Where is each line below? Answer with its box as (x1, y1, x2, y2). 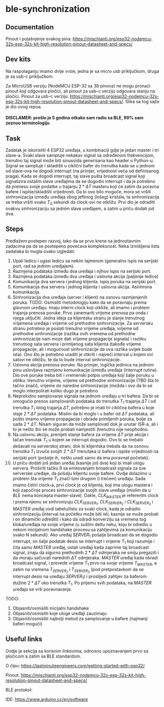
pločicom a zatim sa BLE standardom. (5, 653, 82, 659)
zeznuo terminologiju (5, 120, 50, 126)
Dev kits (5, 55, 31, 64)
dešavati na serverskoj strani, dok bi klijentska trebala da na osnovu (12, 443, 149, 449)
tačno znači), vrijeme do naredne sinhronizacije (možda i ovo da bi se (12, 383, 153, 388)
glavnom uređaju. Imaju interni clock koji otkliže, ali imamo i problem (12, 304, 150, 310)
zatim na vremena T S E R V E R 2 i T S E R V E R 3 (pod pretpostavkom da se (12, 567, 144, 574)
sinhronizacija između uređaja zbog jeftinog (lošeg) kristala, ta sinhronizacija (5, 194, 160, 200)
